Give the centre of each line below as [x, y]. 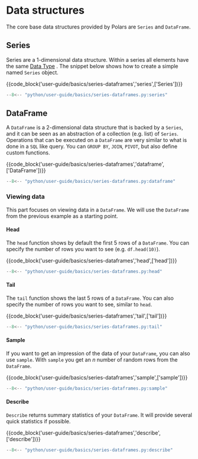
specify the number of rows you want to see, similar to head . [79, 304]
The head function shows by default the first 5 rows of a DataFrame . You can [98, 243]
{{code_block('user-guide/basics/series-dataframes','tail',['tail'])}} [87, 316]
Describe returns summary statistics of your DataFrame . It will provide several [99, 415]
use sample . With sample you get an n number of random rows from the [92, 359]
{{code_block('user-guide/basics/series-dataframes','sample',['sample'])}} [97, 377]
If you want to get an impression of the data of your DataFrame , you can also [98, 353]
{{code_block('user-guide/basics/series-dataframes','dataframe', [85, 164]
